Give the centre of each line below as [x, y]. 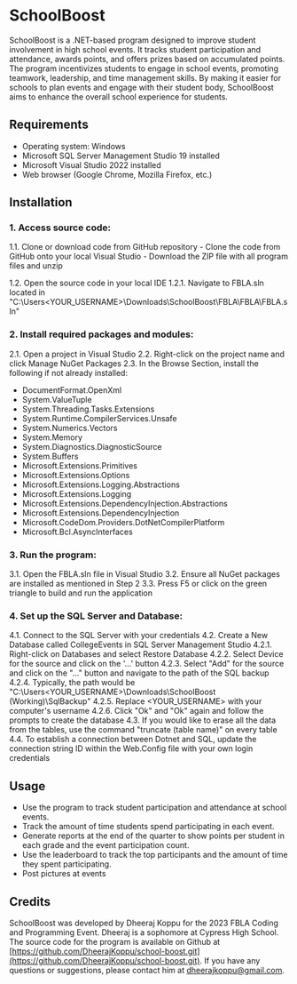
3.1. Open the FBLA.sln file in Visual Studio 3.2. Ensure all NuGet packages [145, 574]
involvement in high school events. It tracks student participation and [135, 49]
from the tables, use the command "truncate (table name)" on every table [143, 730]
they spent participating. [67, 864]
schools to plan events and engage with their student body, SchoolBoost [142, 87]
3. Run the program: [53, 555]
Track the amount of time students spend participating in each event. [148, 827]
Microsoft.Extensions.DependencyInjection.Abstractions [125, 503]
